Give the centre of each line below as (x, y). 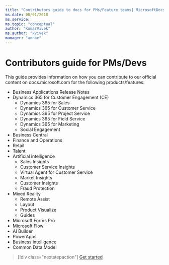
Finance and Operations (37, 140)
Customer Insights (39, 183)
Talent (19, 151)
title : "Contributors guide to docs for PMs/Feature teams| (70, 10)
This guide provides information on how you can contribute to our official (81, 77)
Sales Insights (34, 161)
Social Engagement (40, 129)
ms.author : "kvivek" (27, 33)
